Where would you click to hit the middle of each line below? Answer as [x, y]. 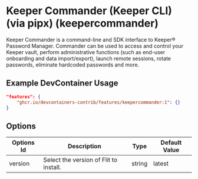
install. [52, 167]
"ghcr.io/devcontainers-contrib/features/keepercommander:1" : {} [99, 102]
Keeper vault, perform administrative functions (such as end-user [86, 52]
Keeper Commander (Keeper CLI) [89, 11]
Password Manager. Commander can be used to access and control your [95, 46]
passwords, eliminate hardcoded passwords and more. [73, 64]
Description [84, 147]
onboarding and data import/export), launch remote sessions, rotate [89, 58]
